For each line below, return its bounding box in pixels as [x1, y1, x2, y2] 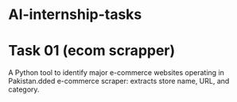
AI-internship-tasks [8, 6, 142, 24]
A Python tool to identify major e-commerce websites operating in [8, 68, 225, 77]
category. [8, 85, 40, 94]
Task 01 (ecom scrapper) [8, 42, 176, 60]
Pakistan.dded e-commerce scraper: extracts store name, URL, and [8, 77, 230, 86]
